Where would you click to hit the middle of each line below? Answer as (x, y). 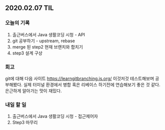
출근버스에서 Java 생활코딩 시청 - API (49, 34)
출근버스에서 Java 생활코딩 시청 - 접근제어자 (55, 116)
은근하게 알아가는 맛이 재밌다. (34, 91)
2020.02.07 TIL (30, 8)
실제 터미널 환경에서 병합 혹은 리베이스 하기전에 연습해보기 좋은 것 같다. (92, 84)
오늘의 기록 (18, 23)
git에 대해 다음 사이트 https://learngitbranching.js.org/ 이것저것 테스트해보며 (80, 78)
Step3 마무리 (25, 123)
